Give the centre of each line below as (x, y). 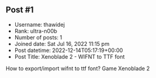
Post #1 (20, 10)
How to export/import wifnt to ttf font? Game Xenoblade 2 (78, 68)
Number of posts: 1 (38, 37)
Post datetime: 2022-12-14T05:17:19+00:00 (69, 50)
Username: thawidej (39, 24)
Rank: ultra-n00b (36, 31)
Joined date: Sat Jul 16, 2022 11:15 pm (62, 44)
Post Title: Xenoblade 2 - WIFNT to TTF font (70, 56)
